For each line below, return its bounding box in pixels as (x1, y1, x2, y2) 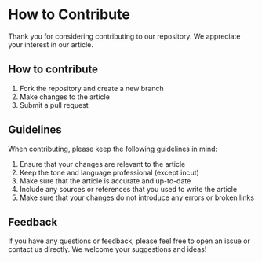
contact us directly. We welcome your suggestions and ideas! (8, 245, 207, 254)
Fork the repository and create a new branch (19, 83, 165, 93)
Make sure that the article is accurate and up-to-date (19, 175, 191, 186)
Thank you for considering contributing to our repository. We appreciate (8, 31, 241, 41)
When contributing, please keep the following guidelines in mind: (8, 144, 218, 153)
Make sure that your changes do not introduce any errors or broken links (19, 193, 255, 202)
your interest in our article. (8, 39, 94, 49)
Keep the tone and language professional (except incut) (19, 168, 200, 177)
